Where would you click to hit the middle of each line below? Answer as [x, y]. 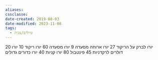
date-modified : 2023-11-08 [33, 24]
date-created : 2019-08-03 [32, 19]
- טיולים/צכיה [21, 33]
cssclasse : [17, 14]
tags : [11, 28]
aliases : [14, 10]
